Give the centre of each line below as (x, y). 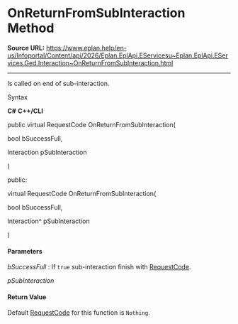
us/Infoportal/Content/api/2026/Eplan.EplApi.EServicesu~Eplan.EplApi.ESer (118, 55)
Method (31, 28)
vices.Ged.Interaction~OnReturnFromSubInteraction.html (90, 63)
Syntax (18, 97)
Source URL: (26, 48)
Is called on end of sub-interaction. (58, 83)
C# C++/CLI (25, 111)
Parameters (25, 251)
